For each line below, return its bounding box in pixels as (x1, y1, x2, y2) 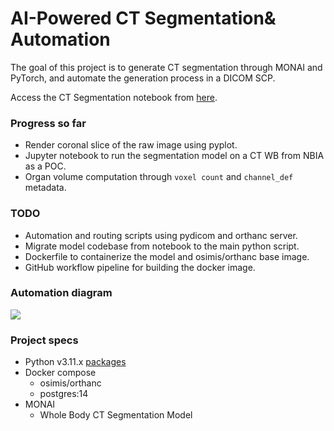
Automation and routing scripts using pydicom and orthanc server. (24, 229, 298, 241)
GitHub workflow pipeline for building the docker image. (24, 261, 256, 273)
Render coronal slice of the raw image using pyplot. (24, 139, 238, 151)
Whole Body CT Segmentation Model (39, 409, 193, 421)
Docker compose (24, 367, 97, 379)
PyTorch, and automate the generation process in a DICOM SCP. (10, 72, 276, 84)
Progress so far (10, 116, 87, 130)
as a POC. (24, 160, 67, 172)
